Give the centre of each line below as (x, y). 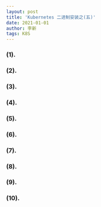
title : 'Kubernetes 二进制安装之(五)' (51, 17)
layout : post (22, 12)
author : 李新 (21, 28)
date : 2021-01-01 (28, 23)
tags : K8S (18, 34)
